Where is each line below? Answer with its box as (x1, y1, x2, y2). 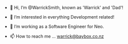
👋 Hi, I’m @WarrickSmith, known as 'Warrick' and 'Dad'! (9, 5, 124, 10)
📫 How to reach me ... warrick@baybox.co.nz (9, 33, 104, 39)
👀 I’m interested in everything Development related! (9, 14, 115, 20)
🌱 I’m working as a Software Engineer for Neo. (9, 23, 104, 29)
